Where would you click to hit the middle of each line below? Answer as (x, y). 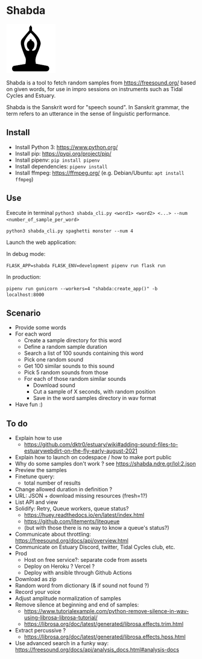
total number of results (52, 483)
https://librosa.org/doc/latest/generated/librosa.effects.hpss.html (105, 637)
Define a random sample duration (65, 347)
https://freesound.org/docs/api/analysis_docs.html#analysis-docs (97, 650)
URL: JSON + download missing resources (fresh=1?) (81, 496)
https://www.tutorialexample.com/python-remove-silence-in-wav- (106, 611)
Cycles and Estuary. (31, 95)
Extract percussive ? (40, 631)
